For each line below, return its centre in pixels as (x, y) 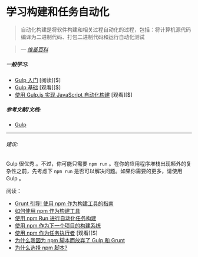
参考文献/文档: (24, 109)
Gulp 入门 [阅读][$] (37, 80)
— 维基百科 (34, 49)
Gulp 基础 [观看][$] (37, 87)
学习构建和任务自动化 (58, 12)
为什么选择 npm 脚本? (41, 248)
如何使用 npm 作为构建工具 (47, 211)
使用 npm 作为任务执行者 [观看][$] (56, 233)
